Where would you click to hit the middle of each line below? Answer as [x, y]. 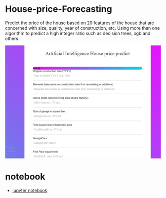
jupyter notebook [30, 191]
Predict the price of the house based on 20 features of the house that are [80, 23]
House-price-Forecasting [59, 9]
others [12, 39]
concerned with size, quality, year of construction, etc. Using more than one [83, 28]
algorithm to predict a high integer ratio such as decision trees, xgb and [78, 33]
